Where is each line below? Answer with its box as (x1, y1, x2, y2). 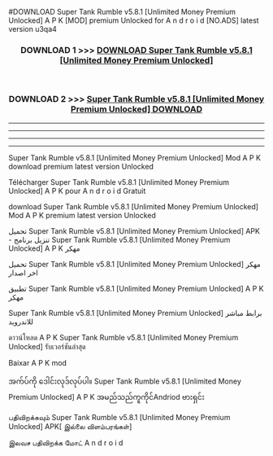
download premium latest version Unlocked (8, 161, 154, 171)
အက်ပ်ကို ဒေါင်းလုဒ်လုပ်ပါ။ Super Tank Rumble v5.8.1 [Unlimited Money (8, 376, 241, 386)
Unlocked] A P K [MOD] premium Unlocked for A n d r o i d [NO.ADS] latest (8, 15, 259, 25)
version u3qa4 (8, 24, 57, 33)
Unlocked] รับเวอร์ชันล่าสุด (8, 341, 86, 351)
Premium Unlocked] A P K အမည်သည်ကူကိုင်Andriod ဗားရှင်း (8, 392, 205, 401)
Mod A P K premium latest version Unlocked (8, 210, 157, 220)
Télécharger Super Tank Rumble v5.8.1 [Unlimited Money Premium (8, 177, 230, 186)
